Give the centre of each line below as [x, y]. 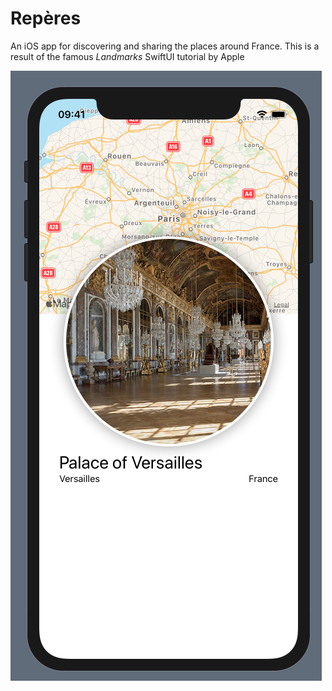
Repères [46, 18]
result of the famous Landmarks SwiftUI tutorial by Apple [127, 56]
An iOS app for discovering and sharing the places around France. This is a [165, 46]
